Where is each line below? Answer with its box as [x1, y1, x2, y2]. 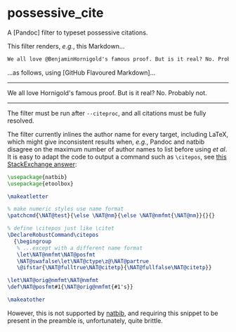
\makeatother [7, 296, 46, 304]
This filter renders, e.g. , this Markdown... [7, 42, 125, 50]
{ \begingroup [13, 238, 52, 245]
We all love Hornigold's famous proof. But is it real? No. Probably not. [7, 88, 207, 97]
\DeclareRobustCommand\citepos [7, 231, 99, 239]
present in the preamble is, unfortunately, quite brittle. [7, 316, 163, 325]
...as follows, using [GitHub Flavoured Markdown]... [7, 68, 156, 77]
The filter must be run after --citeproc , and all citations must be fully [7, 109, 206, 117]
